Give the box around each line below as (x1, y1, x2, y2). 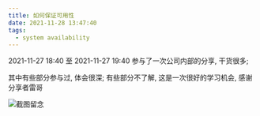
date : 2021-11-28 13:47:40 (8, 19, 97, 27)
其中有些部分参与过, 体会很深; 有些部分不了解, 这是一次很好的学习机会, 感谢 (8, 73, 253, 83)
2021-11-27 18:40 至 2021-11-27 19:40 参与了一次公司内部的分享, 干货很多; (8, 56, 249, 65)
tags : (8, 26, 26, 34)
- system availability (15, 33, 90, 42)
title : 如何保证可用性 (8, 11, 75, 20)
